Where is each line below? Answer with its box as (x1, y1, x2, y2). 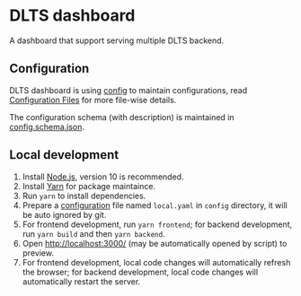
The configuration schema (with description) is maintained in (9, 111, 235, 122)
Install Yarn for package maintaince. (22, 180, 155, 191)
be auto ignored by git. (22, 209, 107, 220)
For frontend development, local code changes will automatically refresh (22, 257, 291, 267)
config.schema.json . (9, 121, 85, 132)
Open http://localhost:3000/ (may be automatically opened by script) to (22, 238, 288, 248)
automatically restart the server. (22, 275, 141, 287)
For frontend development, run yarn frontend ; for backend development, (22, 219, 293, 230)
